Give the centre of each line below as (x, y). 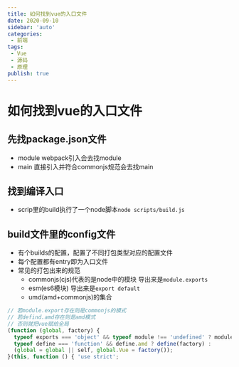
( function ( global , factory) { (54, 330)
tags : (15, 47)
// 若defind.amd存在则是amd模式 (52, 317)
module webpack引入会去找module (70, 158)
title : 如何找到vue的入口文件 (47, 14)
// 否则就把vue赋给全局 (38, 324)
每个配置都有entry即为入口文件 (63, 262)
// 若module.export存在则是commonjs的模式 (67, 311)
